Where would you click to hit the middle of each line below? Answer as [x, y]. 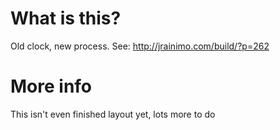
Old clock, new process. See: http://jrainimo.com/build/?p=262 [140, 46]
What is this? [66, 18]
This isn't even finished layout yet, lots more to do [113, 114]
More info [51, 86]
